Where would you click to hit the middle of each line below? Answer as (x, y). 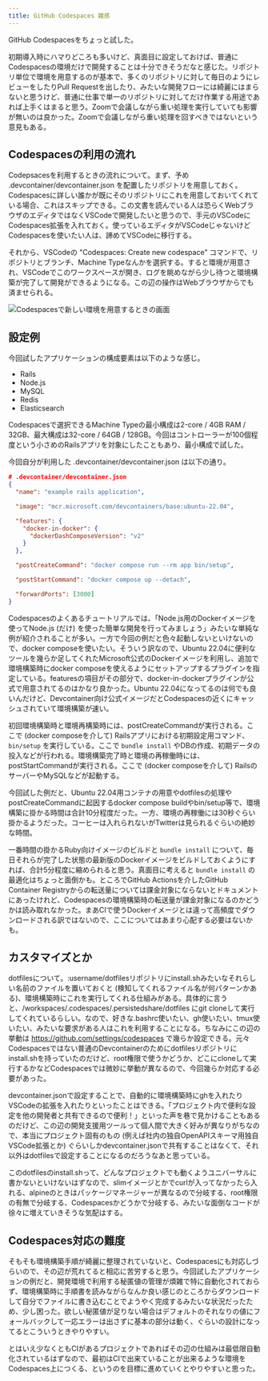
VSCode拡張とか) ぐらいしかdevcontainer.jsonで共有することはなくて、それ (134, 1146)
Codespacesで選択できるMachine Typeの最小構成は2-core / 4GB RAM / (127, 425)
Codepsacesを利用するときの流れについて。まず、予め (99, 175)
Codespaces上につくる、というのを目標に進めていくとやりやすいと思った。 (134, 1369)
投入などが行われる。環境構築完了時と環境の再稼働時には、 (106, 755)
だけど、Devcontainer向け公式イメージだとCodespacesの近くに (128, 698)
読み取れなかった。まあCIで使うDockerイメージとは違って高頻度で (132, 909)
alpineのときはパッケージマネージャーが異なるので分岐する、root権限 (144, 1193)
